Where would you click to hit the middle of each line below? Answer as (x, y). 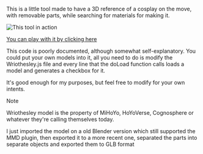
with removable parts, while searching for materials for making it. (88, 15)
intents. (16, 89)
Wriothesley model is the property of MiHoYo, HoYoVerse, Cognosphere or (100, 113)
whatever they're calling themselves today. (60, 119)
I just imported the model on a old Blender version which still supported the (101, 131)
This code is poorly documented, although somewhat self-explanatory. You (101, 51)
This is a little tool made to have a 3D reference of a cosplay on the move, (99, 9)
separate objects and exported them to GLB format (70, 144)
